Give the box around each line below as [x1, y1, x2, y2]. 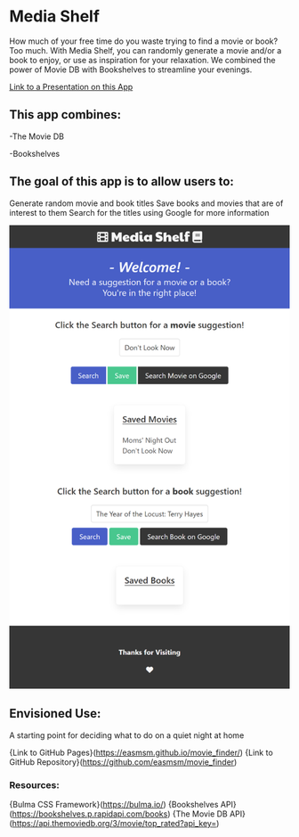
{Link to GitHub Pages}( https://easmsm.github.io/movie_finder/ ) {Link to [9, 747, 273, 758]
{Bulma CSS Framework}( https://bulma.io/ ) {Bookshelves [9, 800, 219, 810]
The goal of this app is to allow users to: [9, 174, 234, 189]
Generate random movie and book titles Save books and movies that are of [9, 198, 284, 209]
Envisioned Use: [9, 706, 101, 721]
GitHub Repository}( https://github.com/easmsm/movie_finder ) [9, 756, 238, 767]
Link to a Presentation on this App [9, 81, 133, 92]
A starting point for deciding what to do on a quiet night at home [9, 729, 245, 741]
